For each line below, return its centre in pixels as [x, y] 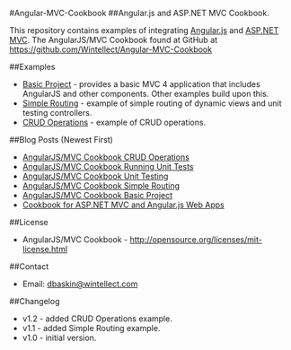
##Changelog [35, 301]
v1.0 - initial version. [59, 337]
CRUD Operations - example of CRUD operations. [114, 122]
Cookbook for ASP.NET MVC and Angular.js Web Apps [123, 205]
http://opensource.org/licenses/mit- [196, 240]
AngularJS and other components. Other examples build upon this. [145, 94]
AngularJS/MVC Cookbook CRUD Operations [106, 157]
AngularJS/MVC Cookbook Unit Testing [95, 176]
